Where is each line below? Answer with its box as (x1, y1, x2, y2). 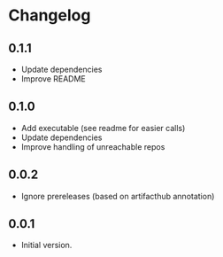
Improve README (20, 74, 86, 84)
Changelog (8, 5, 91, 26)
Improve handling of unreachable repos (20, 141, 165, 152)
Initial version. (20, 240, 73, 251)
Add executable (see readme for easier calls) (20, 122, 186, 133)
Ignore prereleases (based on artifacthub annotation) (20, 191, 215, 201)
